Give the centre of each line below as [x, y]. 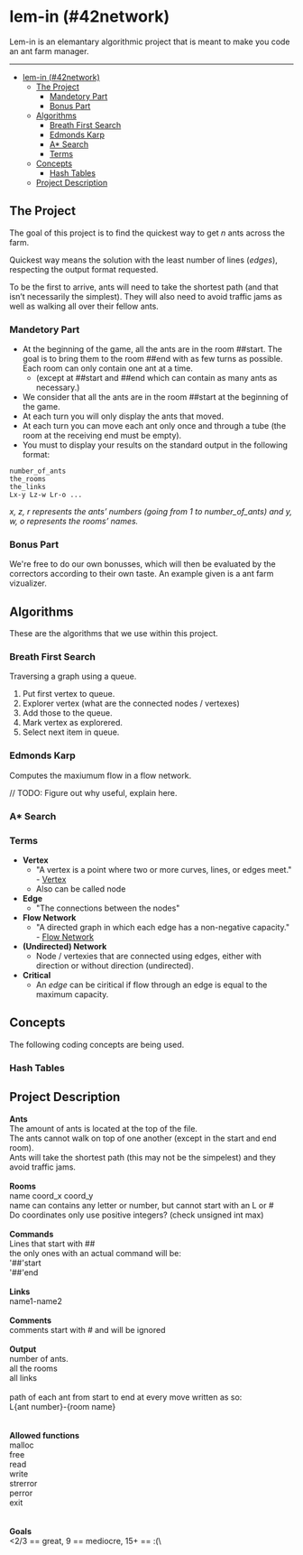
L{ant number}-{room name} [63, 1406]
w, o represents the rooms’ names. [74, 522]
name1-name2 [36, 1300]
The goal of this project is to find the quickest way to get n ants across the [147, 233]
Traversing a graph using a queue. [73, 676]
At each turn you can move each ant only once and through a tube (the [154, 426]
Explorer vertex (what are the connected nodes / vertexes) [131, 703]
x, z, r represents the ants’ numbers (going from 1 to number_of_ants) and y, [151, 512]
